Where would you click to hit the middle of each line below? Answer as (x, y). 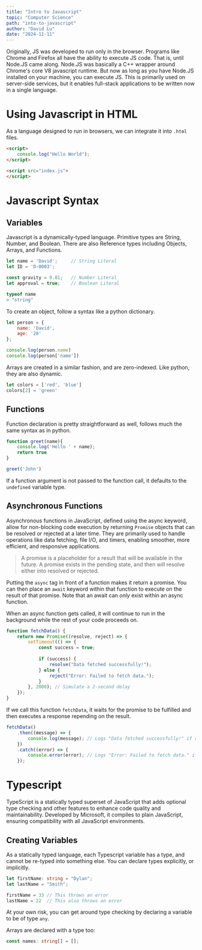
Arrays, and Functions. (34, 250)
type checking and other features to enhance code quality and (84, 808)
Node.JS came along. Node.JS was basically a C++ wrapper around (91, 65)
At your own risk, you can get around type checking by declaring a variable (99, 912)
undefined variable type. (36, 487)
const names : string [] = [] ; (43, 942)
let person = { (25, 323)
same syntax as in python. (38, 430)
